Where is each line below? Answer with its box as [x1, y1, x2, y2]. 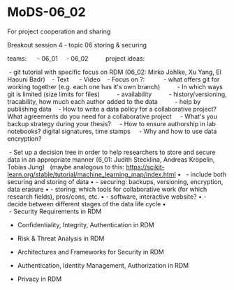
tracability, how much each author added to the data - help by [7, 97, 201, 105]
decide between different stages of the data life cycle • [7, 199, 166, 208]
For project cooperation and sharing [7, 27, 111, 36]
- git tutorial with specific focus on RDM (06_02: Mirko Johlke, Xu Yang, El [8, 68, 221, 76]
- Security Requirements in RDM [8, 207, 102, 215]
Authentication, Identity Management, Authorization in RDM [17, 261, 189, 269]
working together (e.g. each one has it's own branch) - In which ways [7, 82, 224, 91]
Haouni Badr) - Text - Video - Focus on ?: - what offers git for [7, 75, 220, 84]
